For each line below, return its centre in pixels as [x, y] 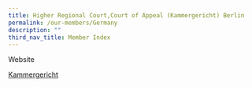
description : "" [35, 30]
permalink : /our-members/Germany [63, 23]
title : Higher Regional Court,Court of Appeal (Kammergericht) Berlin [126, 15]
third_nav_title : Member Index [59, 37]
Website [22, 60]
